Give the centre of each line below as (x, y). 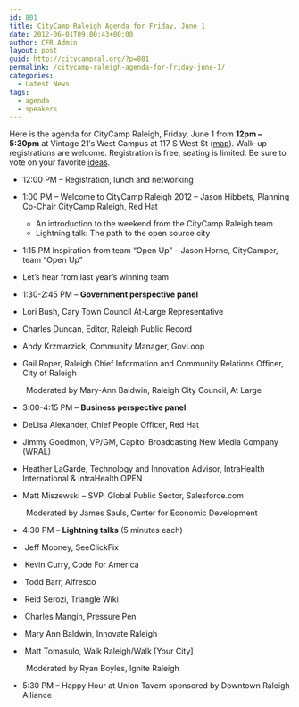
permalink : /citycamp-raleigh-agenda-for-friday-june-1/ (117, 68)
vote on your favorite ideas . (60, 162)
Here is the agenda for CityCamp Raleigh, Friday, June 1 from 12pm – (136, 134)
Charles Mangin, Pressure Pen (80, 617)
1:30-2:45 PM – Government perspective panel (110, 294)
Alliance (37, 695)
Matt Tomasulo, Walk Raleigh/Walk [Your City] (109, 651)
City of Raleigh (50, 373)
